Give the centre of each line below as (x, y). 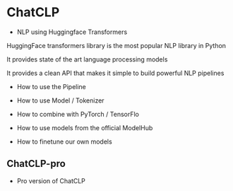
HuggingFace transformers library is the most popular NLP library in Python (116, 45)
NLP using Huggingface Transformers (72, 32)
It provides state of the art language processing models (87, 59)
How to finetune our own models (64, 141)
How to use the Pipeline (51, 86)
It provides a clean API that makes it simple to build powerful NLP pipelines (115, 73)
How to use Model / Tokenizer (60, 100)
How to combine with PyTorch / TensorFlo (78, 114)
